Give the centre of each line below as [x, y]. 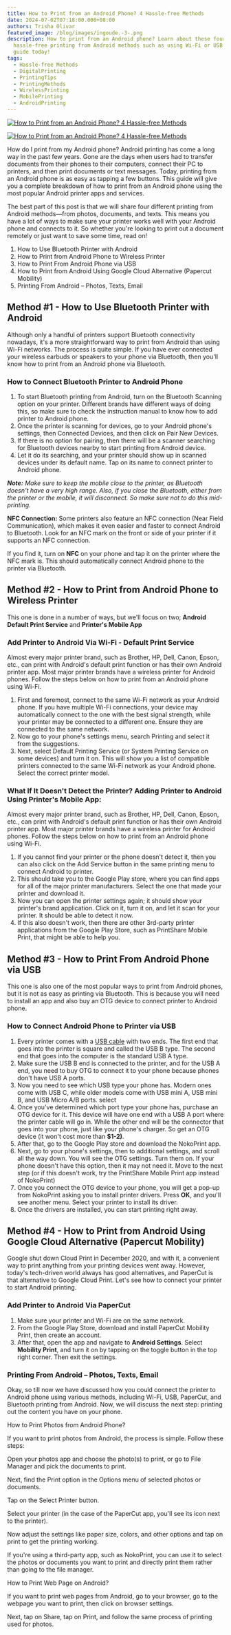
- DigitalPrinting [40, 71]
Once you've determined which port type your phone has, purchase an [118, 1107]
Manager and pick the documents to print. [67, 1466]
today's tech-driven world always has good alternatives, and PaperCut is [110, 1273]
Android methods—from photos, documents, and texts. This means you [108, 213]
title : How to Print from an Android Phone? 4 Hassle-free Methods [106, 13]
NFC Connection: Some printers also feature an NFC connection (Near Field [115, 518]
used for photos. [31, 1624]
